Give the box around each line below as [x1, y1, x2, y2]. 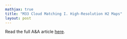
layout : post [5, 16, 32, 20]
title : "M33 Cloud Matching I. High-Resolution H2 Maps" [5, 11, 123, 16]
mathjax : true [5, 7, 34, 12]
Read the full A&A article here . [5, 29, 65, 35]
